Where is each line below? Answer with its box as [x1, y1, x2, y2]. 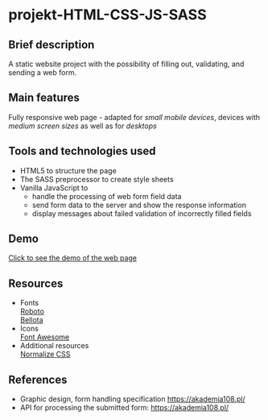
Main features [8, 91, 80, 105]
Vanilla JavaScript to [19, 183, 89, 193]
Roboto [19, 306, 44, 316]
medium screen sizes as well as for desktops [8, 121, 157, 131]
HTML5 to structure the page [19, 165, 117, 175]
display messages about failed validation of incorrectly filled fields [31, 208, 252, 218]
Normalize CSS [19, 349, 71, 360]
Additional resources [19, 341, 89, 351]
